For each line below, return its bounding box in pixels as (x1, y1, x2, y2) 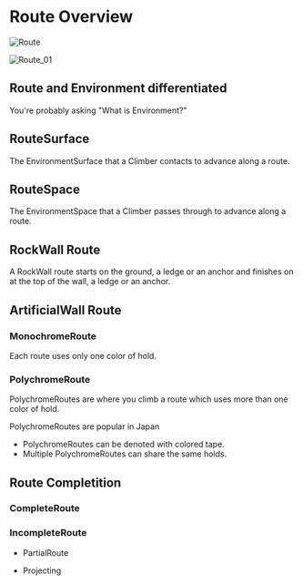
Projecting (22, 565, 62, 576)
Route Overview (9, 6, 134, 27)
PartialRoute (22, 547, 69, 558)
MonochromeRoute (9, 330, 97, 343)
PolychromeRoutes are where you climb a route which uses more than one (9, 394, 288, 405)
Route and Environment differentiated (9, 80, 227, 97)
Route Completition (9, 475, 122, 490)
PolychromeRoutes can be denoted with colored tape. (22, 439, 225, 450)
